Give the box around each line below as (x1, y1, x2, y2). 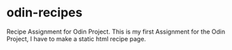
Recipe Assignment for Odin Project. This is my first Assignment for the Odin (6, 27, 226, 36)
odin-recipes (6, 5, 83, 21)
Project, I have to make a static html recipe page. (6, 34, 147, 42)
